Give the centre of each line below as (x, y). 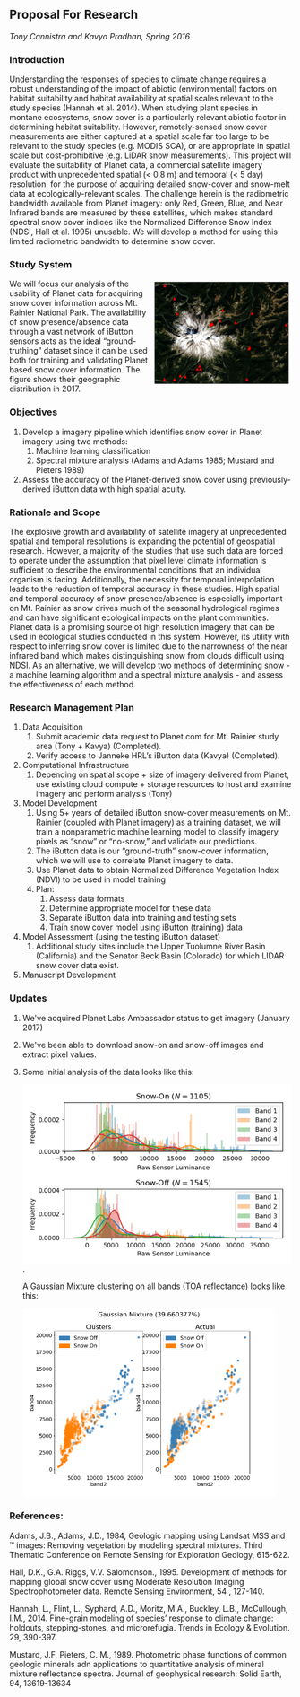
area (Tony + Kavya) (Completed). (99, 746)
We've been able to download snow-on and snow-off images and (143, 1045)
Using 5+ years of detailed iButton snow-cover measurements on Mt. (163, 813)
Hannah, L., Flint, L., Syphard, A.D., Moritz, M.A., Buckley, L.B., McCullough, (149, 1608)
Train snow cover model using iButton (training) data (146, 927)
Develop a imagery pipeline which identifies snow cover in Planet (142, 432)
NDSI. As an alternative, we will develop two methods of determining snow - (150, 665)
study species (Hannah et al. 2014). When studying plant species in (133, 108)
